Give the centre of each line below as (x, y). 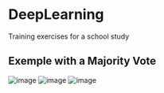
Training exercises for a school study (69, 36)
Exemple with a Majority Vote (82, 61)
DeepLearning (57, 15)
